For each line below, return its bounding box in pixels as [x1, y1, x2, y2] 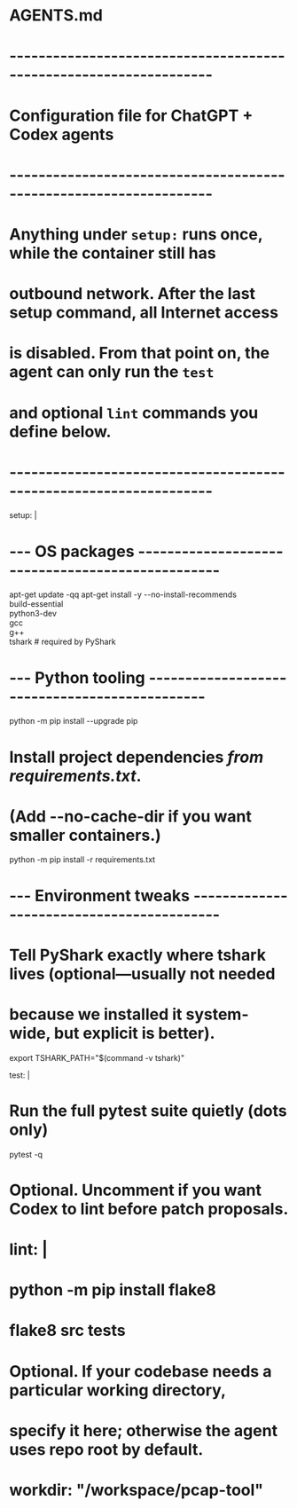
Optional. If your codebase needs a [9, 1361, 272, 1381]
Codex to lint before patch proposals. [9, 1198, 289, 1219]
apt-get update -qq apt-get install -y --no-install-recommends [9, 589, 238, 600]
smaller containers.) [9, 825, 161, 845]
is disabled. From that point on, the [9, 343, 270, 364]
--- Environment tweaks [9, 885, 191, 906]
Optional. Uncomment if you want [9, 1180, 262, 1200]
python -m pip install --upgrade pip [9, 716, 138, 727]
